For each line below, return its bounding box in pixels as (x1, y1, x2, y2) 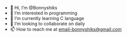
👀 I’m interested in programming (10, 10, 78, 16)
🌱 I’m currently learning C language (10, 15, 84, 21)
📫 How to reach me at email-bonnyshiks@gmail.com (10, 26, 122, 32)
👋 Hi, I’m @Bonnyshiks (10, 5, 57, 10)
